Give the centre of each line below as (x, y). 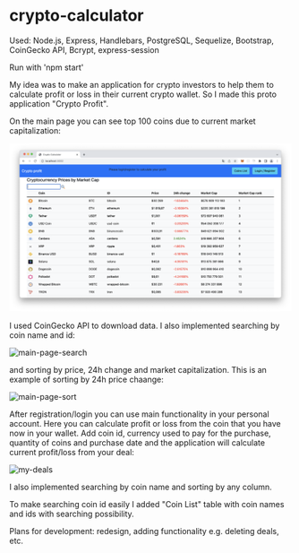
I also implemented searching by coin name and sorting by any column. (141, 487)
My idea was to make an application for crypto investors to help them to (142, 84)
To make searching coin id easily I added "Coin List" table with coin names (147, 504)
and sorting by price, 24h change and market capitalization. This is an (138, 369)
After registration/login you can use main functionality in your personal (140, 414)
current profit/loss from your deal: (72, 452)
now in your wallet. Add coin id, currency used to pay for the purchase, (140, 433)
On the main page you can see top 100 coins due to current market (133, 121)
